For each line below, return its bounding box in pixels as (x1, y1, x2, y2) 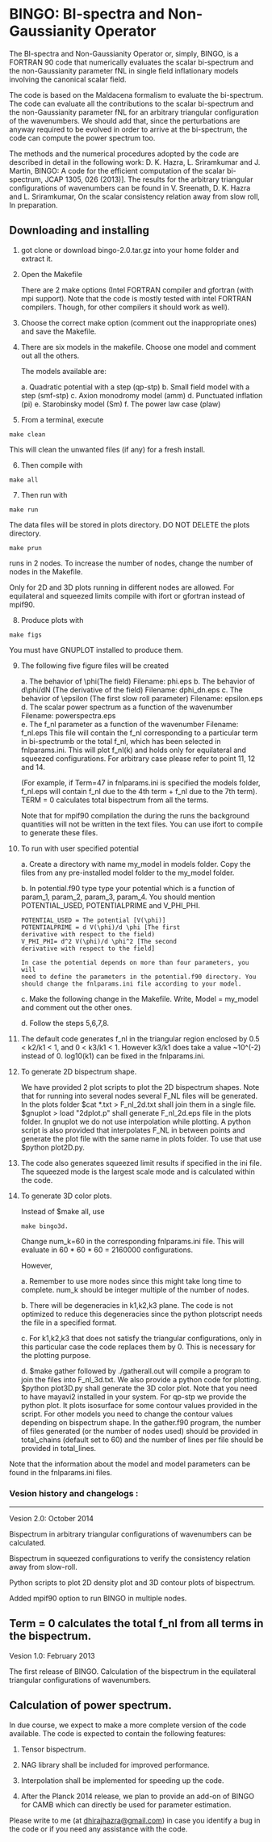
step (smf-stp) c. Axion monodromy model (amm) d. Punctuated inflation (20, 390, 263, 400)
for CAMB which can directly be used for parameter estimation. (20, 1799, 232, 1810)
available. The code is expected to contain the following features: (9, 1728, 227, 1738)
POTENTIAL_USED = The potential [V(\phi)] (20, 916, 166, 924)
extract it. (20, 254, 53, 263)
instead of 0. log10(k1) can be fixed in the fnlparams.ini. (20, 1051, 205, 1061)
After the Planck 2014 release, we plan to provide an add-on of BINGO (20, 1791, 255, 1801)
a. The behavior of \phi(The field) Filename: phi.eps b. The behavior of (20, 676, 255, 686)
